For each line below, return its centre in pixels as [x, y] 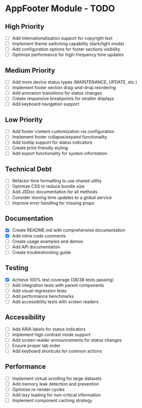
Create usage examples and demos [48, 241]
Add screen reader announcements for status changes [67, 340]
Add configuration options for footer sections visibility [66, 49]
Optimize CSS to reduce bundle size [48, 186]
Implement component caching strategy [52, 401]
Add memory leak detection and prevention [55, 384]
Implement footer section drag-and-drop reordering [64, 88]
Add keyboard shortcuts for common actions [57, 351]
